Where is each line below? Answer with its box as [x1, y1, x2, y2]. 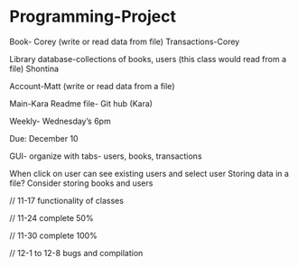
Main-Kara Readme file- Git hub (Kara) [9, 97, 154, 109]
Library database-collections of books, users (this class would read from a [9, 53, 287, 64]
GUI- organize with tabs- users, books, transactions [9, 151, 202, 161]
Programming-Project [9, 6, 176, 27]
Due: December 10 [9, 133, 79, 143]
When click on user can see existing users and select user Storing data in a [9, 168, 289, 179]
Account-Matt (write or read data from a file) [9, 80, 175, 91]
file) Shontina [9, 63, 60, 74]
